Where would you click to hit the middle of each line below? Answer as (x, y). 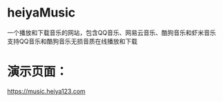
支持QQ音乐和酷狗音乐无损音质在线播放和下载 (72, 41)
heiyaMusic (41, 13)
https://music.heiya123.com (47, 91)
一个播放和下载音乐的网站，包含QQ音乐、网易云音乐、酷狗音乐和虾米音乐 (111, 32)
